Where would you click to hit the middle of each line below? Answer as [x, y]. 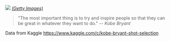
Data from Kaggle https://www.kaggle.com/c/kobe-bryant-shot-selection [82, 33]
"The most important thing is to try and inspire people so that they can [91, 18]
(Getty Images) [27, 8]
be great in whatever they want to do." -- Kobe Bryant [74, 23]
